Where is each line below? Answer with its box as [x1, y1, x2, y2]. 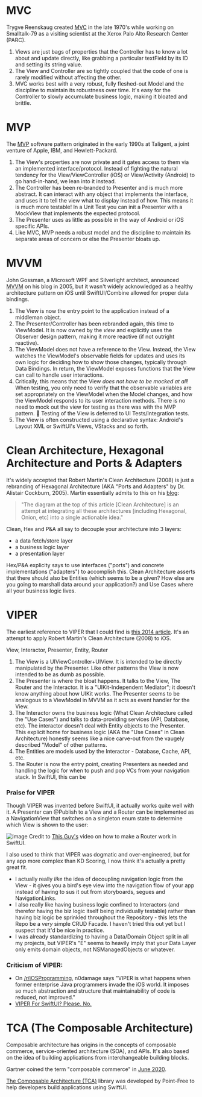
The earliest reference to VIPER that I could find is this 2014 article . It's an [6, 628, 189, 635]
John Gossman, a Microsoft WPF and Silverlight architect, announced [6, 276, 179, 283]
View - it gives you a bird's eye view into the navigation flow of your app [14, 881, 195, 889]
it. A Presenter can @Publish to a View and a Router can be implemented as [6, 808, 194, 816]
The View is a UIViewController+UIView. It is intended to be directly [14, 658, 182, 665]
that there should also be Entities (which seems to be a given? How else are [6, 574, 194, 582]
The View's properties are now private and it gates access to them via [14, 158, 189, 166]
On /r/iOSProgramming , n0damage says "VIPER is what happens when [14, 975, 191, 982]
